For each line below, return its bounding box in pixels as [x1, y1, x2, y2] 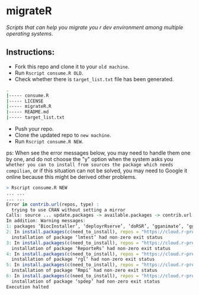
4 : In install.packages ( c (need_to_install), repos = [6, 251, 139, 257]
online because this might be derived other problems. [6, 174, 137, 180]
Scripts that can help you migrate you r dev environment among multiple [6, 24, 184, 31]
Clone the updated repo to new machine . [14, 132, 111, 139]
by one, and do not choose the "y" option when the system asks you [6, 156, 174, 162]
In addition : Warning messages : [6, 218, 86, 224]
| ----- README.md [6, 109, 49, 115]
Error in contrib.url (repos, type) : [6, 201, 99, 207]
